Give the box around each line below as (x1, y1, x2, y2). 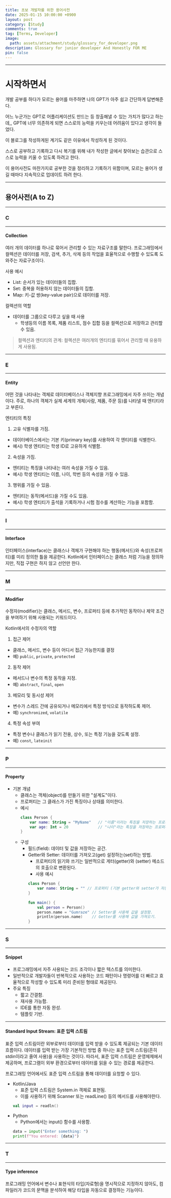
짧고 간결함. (20, 991, 44, 998)
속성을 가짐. (12, 454, 37, 460)
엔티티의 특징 (5, 415, 32, 421)
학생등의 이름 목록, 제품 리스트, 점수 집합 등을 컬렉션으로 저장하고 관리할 (20, 320, 163, 326)
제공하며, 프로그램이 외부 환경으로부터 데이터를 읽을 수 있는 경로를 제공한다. (5, 1060, 155, 1066)
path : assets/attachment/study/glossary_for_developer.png (10, 41, 138, 46)
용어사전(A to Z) (5, 192, 54, 202)
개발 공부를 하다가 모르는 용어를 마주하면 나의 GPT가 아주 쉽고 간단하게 (5, 96, 146, 103)
